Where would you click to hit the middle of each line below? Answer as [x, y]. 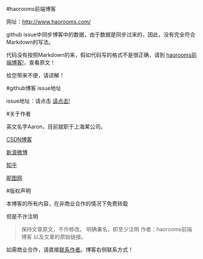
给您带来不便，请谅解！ [35, 75]
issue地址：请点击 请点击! [38, 101]
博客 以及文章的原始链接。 [53, 237]
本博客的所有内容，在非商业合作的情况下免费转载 [67, 203]
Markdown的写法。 [30, 42]
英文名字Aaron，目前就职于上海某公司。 [56, 126]
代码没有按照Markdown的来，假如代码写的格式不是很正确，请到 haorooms [99, 55]
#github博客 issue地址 [34, 88]
